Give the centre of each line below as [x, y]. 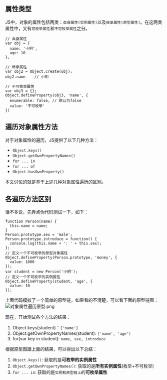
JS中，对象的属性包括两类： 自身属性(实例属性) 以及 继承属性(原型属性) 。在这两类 [84, 22]
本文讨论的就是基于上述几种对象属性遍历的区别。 [55, 182]
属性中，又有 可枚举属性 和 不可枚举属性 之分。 [47, 28]
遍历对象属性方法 [31, 127]
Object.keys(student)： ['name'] [45, 328]
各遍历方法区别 [28, 199]
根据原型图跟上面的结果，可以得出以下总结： [51, 349]
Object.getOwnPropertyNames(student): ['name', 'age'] [72, 333]
